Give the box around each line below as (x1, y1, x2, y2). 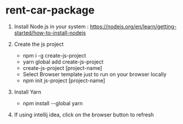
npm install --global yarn (22, 99, 83, 106)
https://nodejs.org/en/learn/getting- (89, 23, 177, 30)
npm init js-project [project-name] (22, 77, 105, 84)
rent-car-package (5, 4, 95, 17)
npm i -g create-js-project (22, 52, 86, 59)
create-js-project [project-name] (22, 64, 102, 71)
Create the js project (14, 41, 64, 48)
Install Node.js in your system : (14, 23, 89, 30)
